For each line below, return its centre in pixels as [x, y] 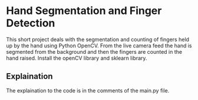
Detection [31, 23]
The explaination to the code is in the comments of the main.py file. [88, 90]
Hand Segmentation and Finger [84, 11]
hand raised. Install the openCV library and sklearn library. [77, 58]
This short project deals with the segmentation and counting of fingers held [98, 39]
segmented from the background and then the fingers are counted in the [94, 51]
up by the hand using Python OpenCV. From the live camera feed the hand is [99, 46]
